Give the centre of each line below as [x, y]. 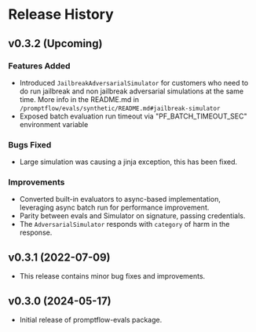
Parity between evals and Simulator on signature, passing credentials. [132, 216]
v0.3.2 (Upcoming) [55, 44]
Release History [61, 15]
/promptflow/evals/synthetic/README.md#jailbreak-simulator [120, 108]
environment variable [54, 124]
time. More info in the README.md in [79, 99]
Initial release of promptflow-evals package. [91, 320]
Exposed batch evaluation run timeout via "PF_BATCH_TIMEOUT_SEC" [133, 116]
